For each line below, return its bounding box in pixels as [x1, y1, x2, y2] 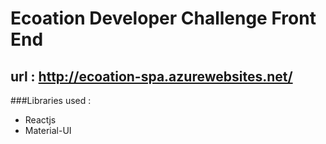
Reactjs [24, 114, 57, 126]
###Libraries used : [10, 95, 92, 106]
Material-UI [24, 125, 72, 136]
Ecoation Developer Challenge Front [10, 7, 317, 30]
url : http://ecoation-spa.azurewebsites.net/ [10, 68, 293, 85]
